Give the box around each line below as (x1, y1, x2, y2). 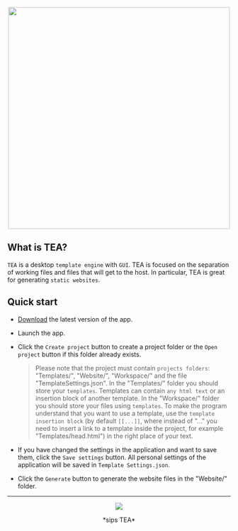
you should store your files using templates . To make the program (35, 401, 227, 410)
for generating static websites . (7, 275, 101, 284)
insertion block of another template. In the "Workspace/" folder (35, 394, 220, 403)
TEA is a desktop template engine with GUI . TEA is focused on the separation (7, 260, 229, 269)
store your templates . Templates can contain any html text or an (35, 386, 225, 395)
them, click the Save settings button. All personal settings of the (17, 453, 207, 461)
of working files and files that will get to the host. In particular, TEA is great (7, 268, 225, 276)
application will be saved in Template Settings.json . (17, 460, 170, 469)
